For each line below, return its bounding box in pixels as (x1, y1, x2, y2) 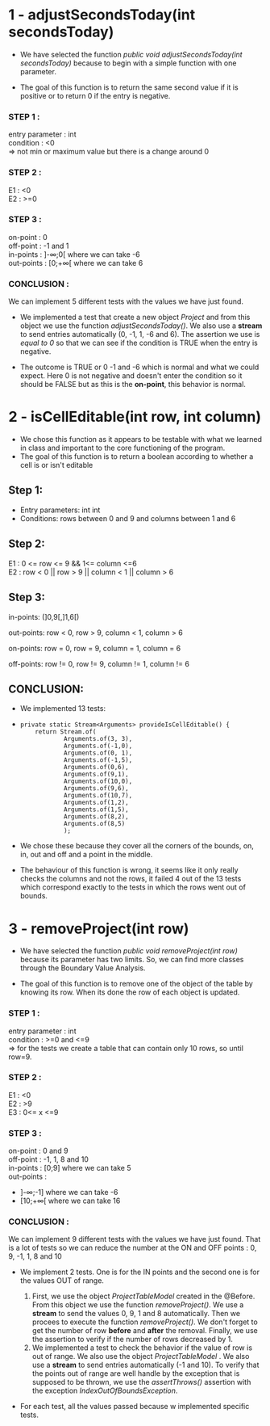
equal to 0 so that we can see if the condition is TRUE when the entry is (19, 338, 258, 348)
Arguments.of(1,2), (63, 798, 129, 807)
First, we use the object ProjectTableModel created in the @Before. (31, 1291, 255, 1302)
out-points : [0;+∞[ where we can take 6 (8, 258, 143, 267)
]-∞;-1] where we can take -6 (19, 1188, 118, 1197)
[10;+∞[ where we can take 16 (19, 1196, 121, 1205)
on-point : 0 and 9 (8, 1146, 69, 1156)
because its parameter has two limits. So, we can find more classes (19, 955, 244, 965)
